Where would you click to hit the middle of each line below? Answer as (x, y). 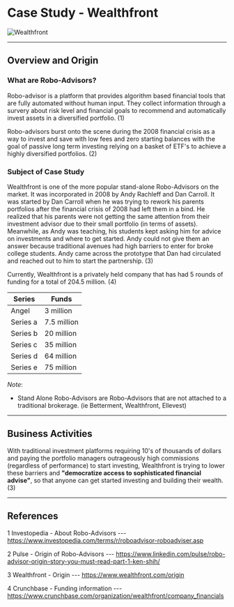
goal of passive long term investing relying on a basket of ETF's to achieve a (117, 146)
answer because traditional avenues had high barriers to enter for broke (110, 246)
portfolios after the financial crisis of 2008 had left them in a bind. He (106, 209)
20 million (61, 333)
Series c (24, 344)
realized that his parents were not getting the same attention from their (109, 216)
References (33, 516)
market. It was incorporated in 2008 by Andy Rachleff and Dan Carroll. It (111, 194)
